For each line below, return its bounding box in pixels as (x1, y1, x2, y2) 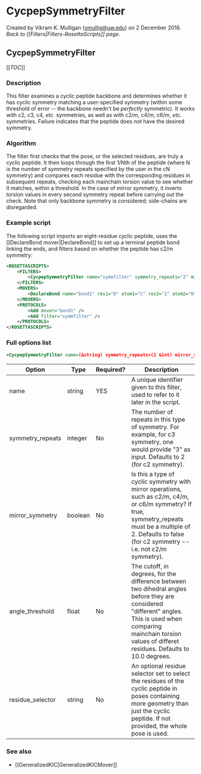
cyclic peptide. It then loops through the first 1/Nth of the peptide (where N (6, 159, 190, 166)
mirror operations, (131, 485, 182, 493)
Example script (6, 219, 51, 227)
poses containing (131, 692, 180, 700)
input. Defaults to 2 (131, 453, 185, 461)
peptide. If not (131, 715, 170, 723)
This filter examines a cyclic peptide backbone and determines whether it (6, 92, 187, 100)
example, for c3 (131, 430, 175, 439)
